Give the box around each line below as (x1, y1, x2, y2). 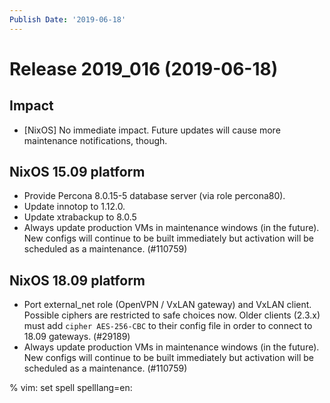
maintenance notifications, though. (23, 134, 168, 146)
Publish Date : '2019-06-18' (9, 14, 127, 25)
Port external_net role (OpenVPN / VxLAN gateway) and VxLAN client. (23, 299, 312, 311)
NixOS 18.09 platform (9, 272, 146, 289)
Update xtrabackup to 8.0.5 (23, 211, 137, 223)
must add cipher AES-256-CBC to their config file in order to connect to (23, 320, 313, 332)
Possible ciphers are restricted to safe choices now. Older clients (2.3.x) (23, 309, 321, 321)
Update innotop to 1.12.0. (23, 201, 126, 213)
